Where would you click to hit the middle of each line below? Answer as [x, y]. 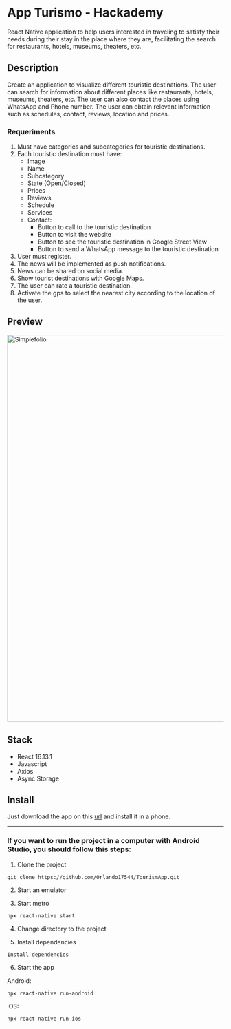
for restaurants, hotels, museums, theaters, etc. [74, 46]
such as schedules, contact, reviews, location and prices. [88, 114]
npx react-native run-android [51, 993]
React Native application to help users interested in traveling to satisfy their [113, 32]
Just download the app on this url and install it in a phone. [89, 816]
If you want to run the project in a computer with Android [104, 841]
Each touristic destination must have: [69, 154]
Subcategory [46, 176]
